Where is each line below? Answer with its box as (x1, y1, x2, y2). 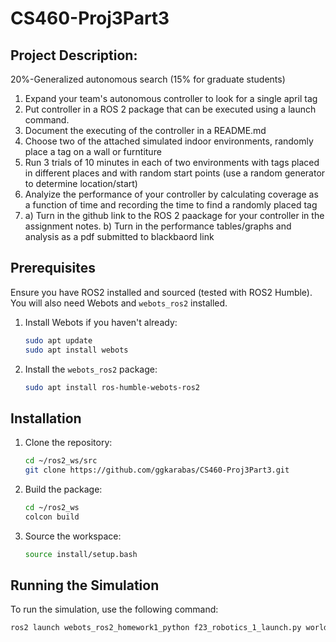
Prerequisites (10, 260, 96, 277)
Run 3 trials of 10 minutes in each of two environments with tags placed (24, 157, 320, 168)
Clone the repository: (24, 437, 113, 449)
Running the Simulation (10, 577, 160, 594)
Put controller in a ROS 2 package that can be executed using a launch (24, 103, 317, 115)
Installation (10, 410, 82, 427)
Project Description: (10, 47, 138, 64)
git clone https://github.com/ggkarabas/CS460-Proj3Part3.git (24, 465, 290, 476)
